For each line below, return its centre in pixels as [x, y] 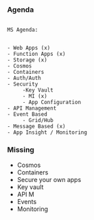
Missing [21, 150]
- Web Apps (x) [29, 48]
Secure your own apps [49, 179]
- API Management [32, 108]
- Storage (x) [27, 60]
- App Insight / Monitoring [47, 132]
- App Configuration [51, 102]
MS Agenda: [23, 30]
